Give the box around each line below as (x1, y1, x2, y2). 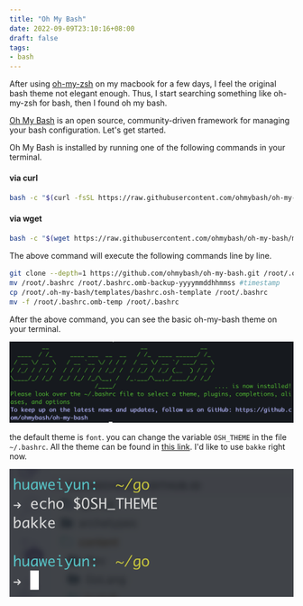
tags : (9, 43, 30, 52)
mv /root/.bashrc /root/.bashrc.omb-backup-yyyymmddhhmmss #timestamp (9, 279, 280, 288)
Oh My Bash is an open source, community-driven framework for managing (9, 115, 290, 126)
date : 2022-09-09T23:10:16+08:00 (9, 23, 135, 33)
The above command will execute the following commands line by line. (9, 251, 272, 262)
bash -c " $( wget (9, 234, 70, 243)
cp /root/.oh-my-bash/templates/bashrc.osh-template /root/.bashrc (9, 289, 269, 298)
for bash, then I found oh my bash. (39, 97, 168, 108)
